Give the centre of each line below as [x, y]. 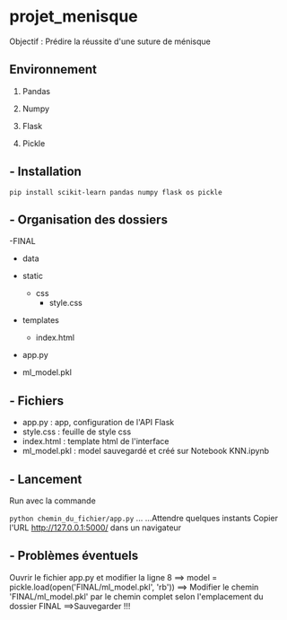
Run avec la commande [52, 501]
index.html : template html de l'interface [96, 441]
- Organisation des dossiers [89, 219]
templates [41, 320]
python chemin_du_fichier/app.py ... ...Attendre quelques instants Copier [143, 518]
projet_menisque [74, 17]
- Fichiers [37, 401]
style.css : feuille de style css [77, 432]
